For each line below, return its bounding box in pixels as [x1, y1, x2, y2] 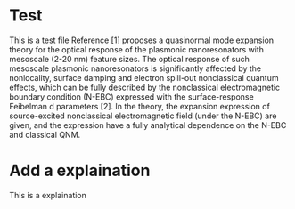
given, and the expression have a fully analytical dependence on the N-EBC [9, 119, 287, 130]
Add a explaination [9, 161, 151, 181]
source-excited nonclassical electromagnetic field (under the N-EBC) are [9, 110, 277, 121]
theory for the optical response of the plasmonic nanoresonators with [9, 44, 265, 54]
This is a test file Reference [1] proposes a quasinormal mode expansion [9, 35, 275, 45]
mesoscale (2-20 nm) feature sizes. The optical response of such [9, 53, 250, 64]
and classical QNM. [9, 129, 81, 140]
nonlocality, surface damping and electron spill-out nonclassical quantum [9, 72, 279, 83]
